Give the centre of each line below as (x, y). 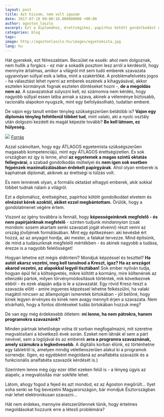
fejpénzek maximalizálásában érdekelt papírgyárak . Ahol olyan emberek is (82, 167)
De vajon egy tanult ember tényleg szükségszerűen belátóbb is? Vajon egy (81, 111)
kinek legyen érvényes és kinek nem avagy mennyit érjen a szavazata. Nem (81, 299)
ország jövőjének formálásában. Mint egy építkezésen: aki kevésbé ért (76, 232)
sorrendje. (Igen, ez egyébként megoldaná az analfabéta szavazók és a (77, 355)
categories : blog (23, 32)
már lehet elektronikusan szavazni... (41, 394)
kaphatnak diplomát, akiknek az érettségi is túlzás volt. (60, 173)
